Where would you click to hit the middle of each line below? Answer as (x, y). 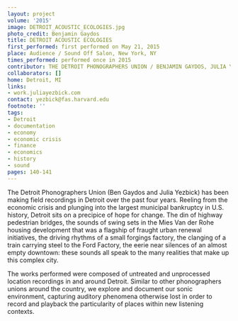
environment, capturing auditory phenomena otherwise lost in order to (110, 296)
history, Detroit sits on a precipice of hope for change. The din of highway (115, 215)
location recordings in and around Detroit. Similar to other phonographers (114, 281)
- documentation (31, 126)
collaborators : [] (34, 73)
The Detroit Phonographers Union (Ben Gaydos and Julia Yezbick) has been (118, 192)
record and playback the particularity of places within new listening (106, 304)
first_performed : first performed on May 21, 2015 (84, 47)
